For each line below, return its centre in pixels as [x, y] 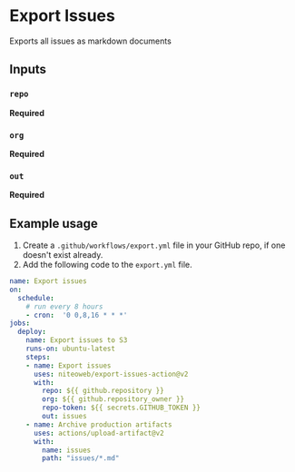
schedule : [36, 298]
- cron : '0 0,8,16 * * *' [77, 315]
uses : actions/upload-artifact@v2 [99, 433]
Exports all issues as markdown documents [91, 41]
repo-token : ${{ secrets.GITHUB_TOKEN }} [122, 408]
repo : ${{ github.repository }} [103, 391]
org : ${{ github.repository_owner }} [113, 399]
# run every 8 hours [64, 306]
